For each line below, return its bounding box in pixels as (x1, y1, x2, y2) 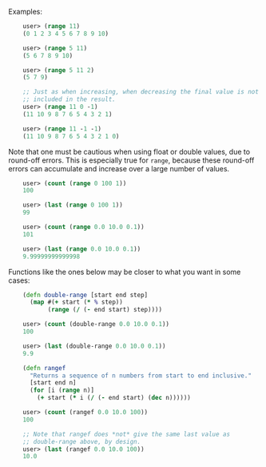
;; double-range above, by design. (22, 437, 141, 445)
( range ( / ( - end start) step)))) (47, 306, 162, 314)
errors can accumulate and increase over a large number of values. (8, 163, 230, 173)
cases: (8, 276, 30, 285)
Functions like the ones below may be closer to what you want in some (8, 267, 241, 276)
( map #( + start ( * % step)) (29, 298, 124, 307)
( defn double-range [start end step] (22, 291, 149, 299)
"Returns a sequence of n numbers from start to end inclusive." (29, 372, 252, 380)
